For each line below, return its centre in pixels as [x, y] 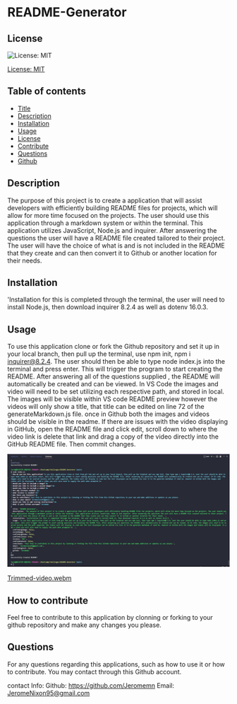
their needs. [25, 260]
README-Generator [67, 12]
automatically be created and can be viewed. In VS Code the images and [113, 384]
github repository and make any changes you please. [85, 625]
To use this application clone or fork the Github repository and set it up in [114, 347]
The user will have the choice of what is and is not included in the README [116, 246]
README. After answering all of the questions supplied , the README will [114, 376]
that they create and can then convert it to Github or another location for [112, 253]
